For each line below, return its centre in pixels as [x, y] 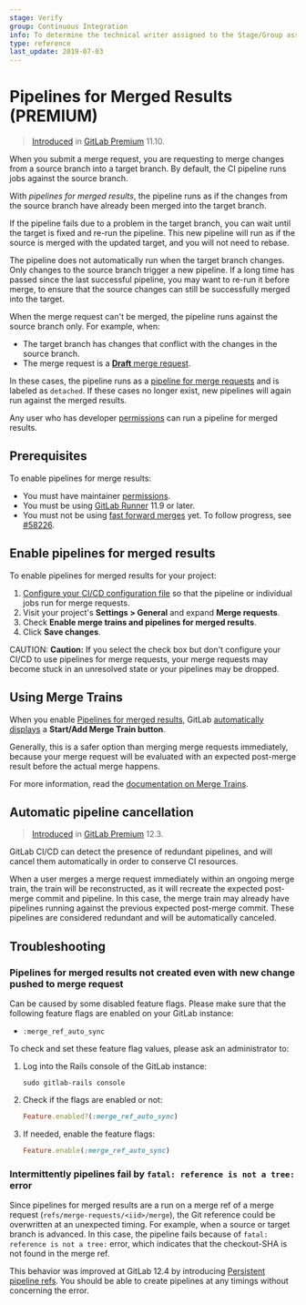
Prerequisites [48, 456]
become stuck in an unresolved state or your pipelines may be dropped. [144, 668]
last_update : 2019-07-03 [56, 52]
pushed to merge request [66, 984]
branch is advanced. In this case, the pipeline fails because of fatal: [139, 1234]
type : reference [40, 43]
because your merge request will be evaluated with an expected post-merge [153, 756]
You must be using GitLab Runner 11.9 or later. [109, 505]
